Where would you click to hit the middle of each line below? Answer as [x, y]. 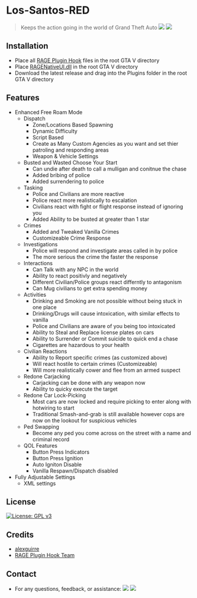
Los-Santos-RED [48, 10]
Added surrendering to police [68, 181]
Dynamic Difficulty [55, 131]
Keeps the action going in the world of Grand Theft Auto [89, 27]
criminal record [51, 439]
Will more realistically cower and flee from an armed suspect [106, 370]
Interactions [38, 263]
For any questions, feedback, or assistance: [68, 589]
